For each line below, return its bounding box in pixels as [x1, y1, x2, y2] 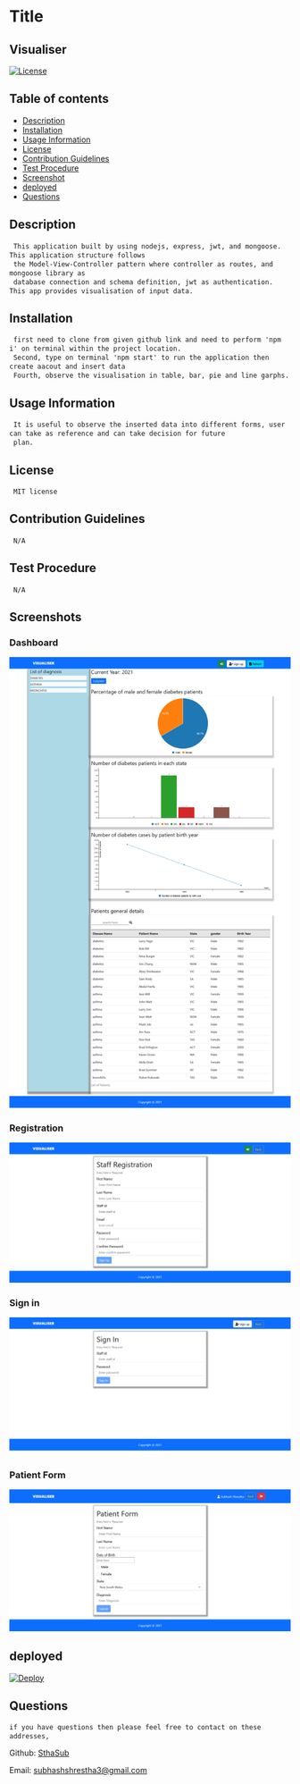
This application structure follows [9, 250, 146, 260]
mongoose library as [9, 268, 87, 278]
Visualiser [9, 42, 67, 57]
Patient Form [9, 1468, 66, 1481]
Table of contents [9, 91, 109, 106]
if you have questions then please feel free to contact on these [9, 1723, 262, 1732]
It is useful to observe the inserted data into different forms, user [12, 420, 286, 430]
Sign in [9, 1296, 40, 1309]
